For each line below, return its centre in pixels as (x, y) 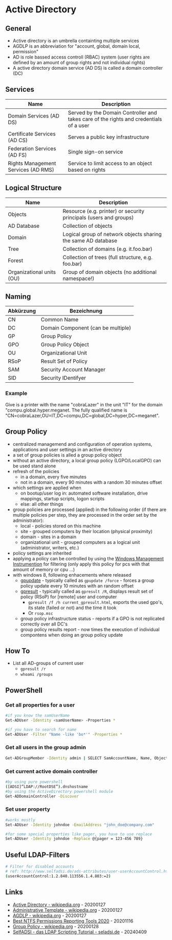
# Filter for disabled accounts (40, 867)
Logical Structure (34, 188)
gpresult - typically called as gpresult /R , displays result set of (87, 591)
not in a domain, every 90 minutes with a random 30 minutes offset (91, 482)
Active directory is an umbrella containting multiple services (76, 41)
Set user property (28, 809)
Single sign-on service (95, 151)
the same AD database (90, 241)
